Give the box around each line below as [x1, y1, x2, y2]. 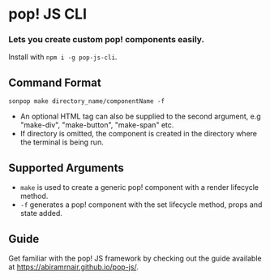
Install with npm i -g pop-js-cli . [8, 52, 118, 62]
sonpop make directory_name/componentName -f [8, 97, 165, 106]
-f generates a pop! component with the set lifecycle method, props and [19, 200, 263, 209]
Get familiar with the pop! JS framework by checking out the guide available [8, 253, 262, 263]
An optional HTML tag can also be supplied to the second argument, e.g [19, 111, 261, 122]
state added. [19, 209, 63, 218]
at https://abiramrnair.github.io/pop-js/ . [8, 261, 139, 272]
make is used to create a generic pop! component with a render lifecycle [19, 183, 259, 192]
